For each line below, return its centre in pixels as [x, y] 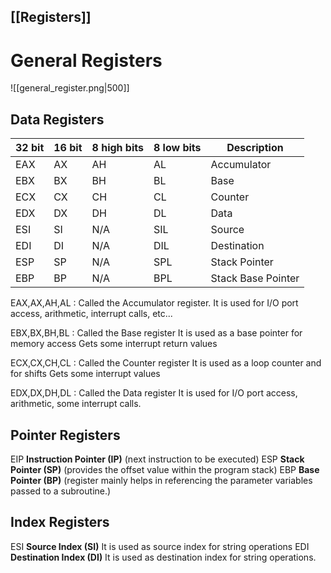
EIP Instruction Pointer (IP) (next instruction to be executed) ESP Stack [157, 459]
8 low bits [177, 148]
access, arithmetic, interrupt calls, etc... [91, 314]
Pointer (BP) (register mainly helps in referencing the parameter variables [161, 480]
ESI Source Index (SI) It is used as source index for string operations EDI [160, 546]
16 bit [68, 148]
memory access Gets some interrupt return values [114, 344]
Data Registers [57, 119]
